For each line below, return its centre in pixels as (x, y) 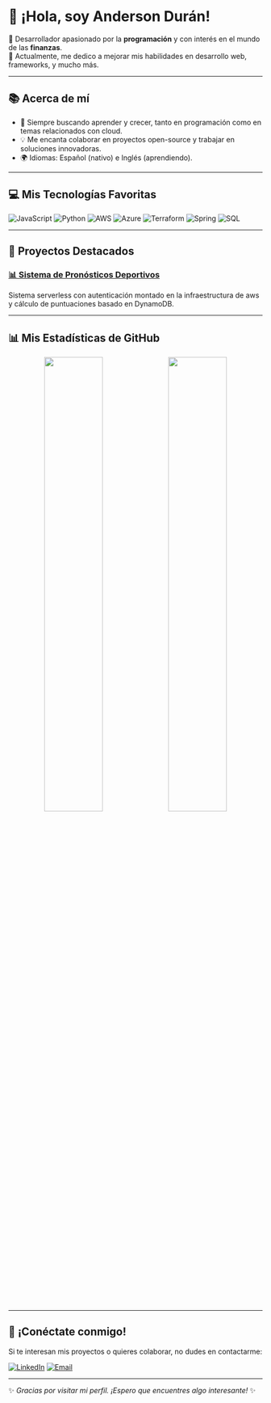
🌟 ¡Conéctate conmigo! (67, 1332)
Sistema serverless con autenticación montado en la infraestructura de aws (134, 295)
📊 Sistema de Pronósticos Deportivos (84, 274)
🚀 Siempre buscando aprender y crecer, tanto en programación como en (141, 122)
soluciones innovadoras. (61, 148)
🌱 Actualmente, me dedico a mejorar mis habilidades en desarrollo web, (128, 56)
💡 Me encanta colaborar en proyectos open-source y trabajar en (127, 139)
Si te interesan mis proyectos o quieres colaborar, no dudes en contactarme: (135, 1351)
